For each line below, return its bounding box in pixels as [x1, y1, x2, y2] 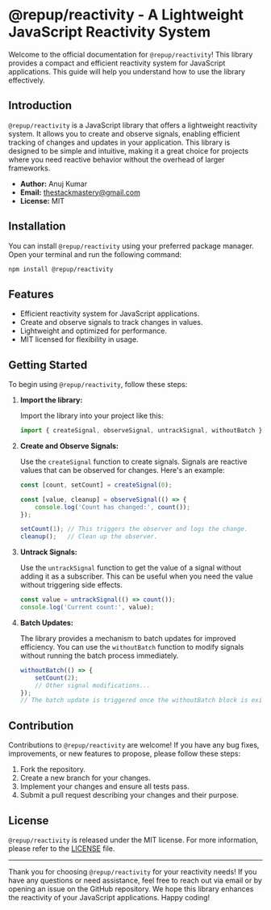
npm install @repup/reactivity [8, 265, 114, 273]
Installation [8, 220, 66, 234]
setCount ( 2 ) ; [35, 673, 79, 682]
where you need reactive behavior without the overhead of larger [8, 154, 225, 164]
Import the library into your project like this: [19, 411, 164, 421]
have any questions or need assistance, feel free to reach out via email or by [8, 875, 262, 885]
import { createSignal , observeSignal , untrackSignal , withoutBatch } [19, 427, 263, 435]
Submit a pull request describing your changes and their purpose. [19, 790, 240, 800]
